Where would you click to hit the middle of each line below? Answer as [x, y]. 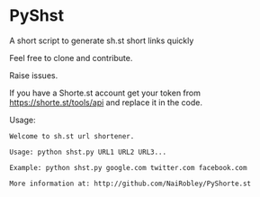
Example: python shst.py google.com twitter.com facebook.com [128, 167]
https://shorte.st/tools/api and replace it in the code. [106, 102]
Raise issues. [34, 75]
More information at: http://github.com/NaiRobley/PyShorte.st [130, 184]
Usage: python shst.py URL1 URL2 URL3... [88, 152]
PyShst [37, 16]
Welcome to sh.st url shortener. [72, 136]
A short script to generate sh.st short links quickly [102, 40]
